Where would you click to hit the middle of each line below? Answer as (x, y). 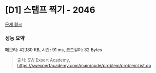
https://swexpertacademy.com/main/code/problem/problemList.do (84, 66)
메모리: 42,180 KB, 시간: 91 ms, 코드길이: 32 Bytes (54, 50)
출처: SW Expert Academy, (43, 60)
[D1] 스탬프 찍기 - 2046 (50, 10)
